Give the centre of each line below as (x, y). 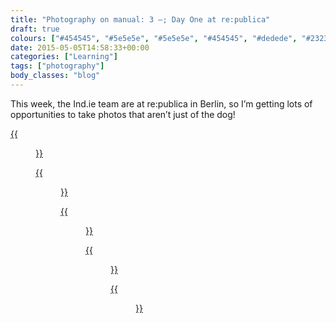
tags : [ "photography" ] (57, 66)
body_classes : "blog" (55, 76)
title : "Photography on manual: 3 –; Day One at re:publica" (140, 19)
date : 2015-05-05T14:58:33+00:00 (80, 47)
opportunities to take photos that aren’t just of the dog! (123, 114)
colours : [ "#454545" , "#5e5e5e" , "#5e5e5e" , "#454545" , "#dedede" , (154, 38)
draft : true (35, 29)
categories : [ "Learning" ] (64, 57)
